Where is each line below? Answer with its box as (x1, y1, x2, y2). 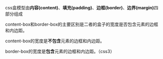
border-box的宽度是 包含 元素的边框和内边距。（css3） (5, 49, 115, 54)
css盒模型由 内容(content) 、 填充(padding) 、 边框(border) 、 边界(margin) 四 (5, 5, 159, 10)
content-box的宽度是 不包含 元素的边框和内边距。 (5, 38, 105, 44)
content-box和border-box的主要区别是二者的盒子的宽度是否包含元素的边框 (5, 22, 159, 27)
